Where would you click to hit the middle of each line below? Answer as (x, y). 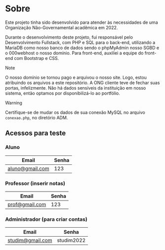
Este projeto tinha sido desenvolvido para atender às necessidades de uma (82, 22)
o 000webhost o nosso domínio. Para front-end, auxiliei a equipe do (74, 53)
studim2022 (71, 241)
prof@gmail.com (27, 204)
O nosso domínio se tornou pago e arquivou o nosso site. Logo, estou (76, 77)
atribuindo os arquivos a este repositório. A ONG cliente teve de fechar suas (82, 83)
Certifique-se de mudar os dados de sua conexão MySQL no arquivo (75, 112)
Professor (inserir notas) (35, 183)
